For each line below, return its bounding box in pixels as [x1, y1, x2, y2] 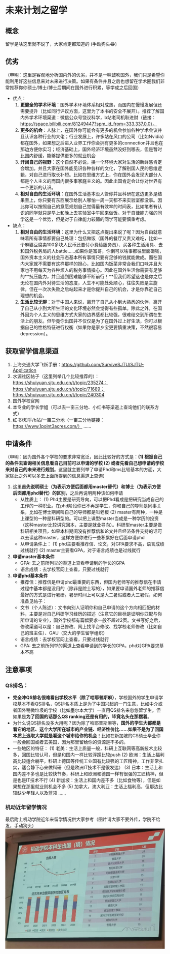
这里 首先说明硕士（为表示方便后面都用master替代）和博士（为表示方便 [12, 484, 161, 490]
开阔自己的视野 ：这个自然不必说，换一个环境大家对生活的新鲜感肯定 [20, 159, 162, 165]
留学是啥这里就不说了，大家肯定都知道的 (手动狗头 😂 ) [5, 41, 117, 47]
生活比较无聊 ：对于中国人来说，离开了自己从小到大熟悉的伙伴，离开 [20, 299, 162, 305]
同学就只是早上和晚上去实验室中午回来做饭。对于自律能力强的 [29, 210, 158, 216]
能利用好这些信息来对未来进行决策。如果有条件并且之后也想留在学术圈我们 [5, 78, 160, 84]
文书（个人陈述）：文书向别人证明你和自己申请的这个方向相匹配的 [20, 604, 156, 611]
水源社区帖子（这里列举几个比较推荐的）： [12, 373, 100, 379]
